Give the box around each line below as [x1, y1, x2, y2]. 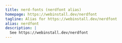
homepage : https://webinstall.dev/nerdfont [5, 12, 97, 17]
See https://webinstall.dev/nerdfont [9, 30, 88, 35]
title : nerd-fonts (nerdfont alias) [5, 7, 81, 12]
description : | [5, 26, 37, 31]
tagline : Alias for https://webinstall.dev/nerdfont [5, 16, 117, 21]
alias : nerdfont [5, 21, 39, 26]
